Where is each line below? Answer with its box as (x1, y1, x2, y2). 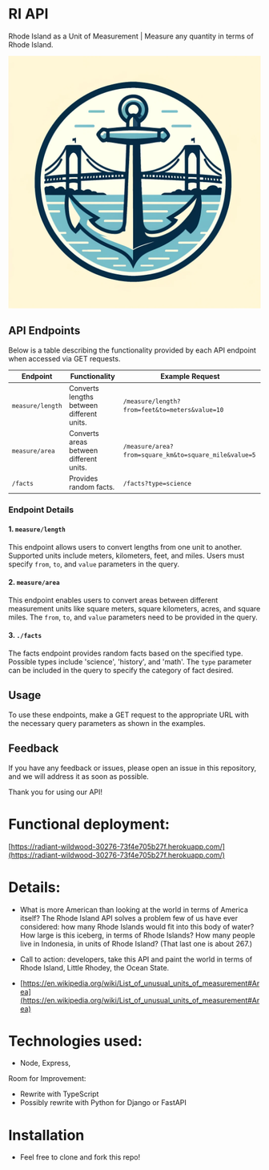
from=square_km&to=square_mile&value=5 (122, 451, 256, 459)
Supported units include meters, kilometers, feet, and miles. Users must (8, 551, 245, 560)
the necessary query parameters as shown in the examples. (8, 718, 206, 728)
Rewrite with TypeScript (19, 1089, 99, 1099)
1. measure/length (8, 524, 66, 534)
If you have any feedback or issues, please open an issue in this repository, (8, 763, 257, 773)
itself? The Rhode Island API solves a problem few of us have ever (19, 913, 239, 922)
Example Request (159, 372, 220, 381)
